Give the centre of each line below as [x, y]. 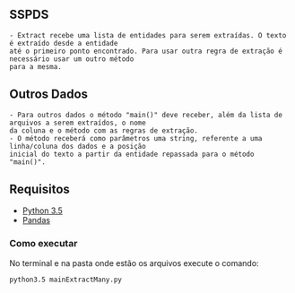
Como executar [43, 244]
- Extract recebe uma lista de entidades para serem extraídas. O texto [148, 35]
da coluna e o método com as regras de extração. [104, 130]
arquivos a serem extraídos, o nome [78, 123]
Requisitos [39, 190]
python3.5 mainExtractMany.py [66, 280]
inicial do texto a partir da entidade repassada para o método [132, 154]
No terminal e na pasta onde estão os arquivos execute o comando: [134, 263]
